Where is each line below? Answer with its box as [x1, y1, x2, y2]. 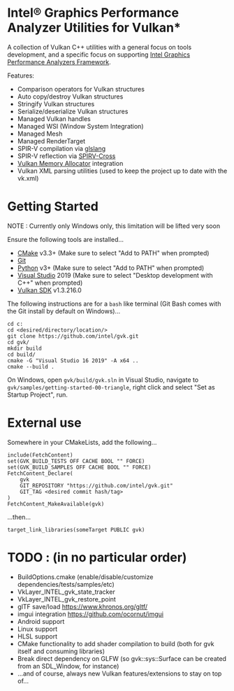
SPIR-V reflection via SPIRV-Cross [17, 152, 116, 160]
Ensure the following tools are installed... [7, 235, 124, 243]
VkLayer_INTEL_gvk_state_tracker [17, 587, 115, 596]
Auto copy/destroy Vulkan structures [17, 92, 124, 101]
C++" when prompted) [17, 278, 83, 287]
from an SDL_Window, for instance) [17, 662, 119, 670]
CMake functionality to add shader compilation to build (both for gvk [17, 639, 214, 648]
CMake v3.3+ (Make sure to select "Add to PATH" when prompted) [17, 248, 210, 257]
